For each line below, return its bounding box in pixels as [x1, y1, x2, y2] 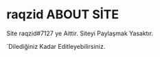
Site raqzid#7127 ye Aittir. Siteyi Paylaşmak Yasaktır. [6, 29, 154, 37]
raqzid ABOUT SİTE [6, 7, 119, 22]
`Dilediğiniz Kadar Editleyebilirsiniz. [6, 42, 106, 50]
